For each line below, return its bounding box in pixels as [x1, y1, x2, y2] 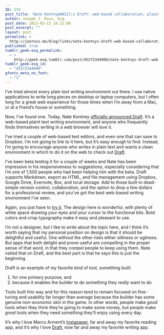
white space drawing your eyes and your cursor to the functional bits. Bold [5, 209, 155, 215]
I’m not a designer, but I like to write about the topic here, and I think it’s [5, 224, 149, 230]
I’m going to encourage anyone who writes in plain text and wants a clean [5, 144, 153, 149]
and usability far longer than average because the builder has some [19, 294, 155, 300]
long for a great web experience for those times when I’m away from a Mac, [5, 99, 158, 105]
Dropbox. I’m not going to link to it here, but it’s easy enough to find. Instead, [5, 139, 159, 145]
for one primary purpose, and [12, 274, 72, 280]
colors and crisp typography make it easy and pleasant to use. [5, 214, 131, 220]
